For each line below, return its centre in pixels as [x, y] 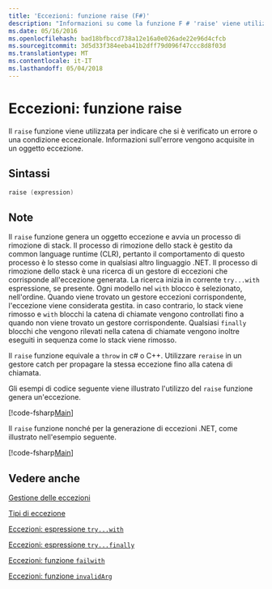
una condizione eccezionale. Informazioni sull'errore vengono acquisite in [132, 139]
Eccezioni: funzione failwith [57, 560]
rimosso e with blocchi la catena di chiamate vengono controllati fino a [126, 314]
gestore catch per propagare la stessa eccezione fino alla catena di [121, 364]
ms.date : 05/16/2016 [43, 31]
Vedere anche [45, 478]
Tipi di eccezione [37, 513]
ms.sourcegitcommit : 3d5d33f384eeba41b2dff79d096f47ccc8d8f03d [117, 46]
